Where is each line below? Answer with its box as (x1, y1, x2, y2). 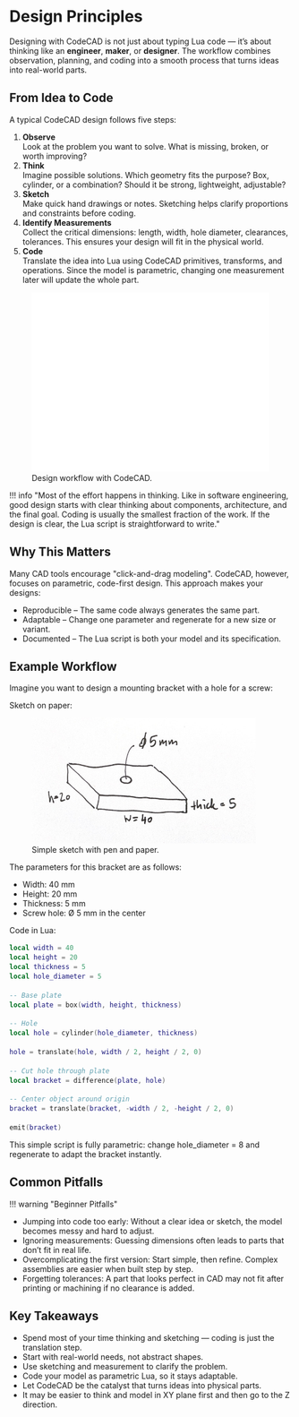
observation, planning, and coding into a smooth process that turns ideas (9, 55, 279, 65)
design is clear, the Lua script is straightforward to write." (9, 518, 220, 529)
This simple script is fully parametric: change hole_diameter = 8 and (9, 1139, 260, 1150)
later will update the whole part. (21, 274, 140, 285)
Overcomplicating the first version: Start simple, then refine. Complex (21, 1254, 278, 1265)
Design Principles (9, 6, 143, 27)
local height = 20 (9, 953, 78, 962)
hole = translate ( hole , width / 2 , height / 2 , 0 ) (9, 1048, 202, 1057)
